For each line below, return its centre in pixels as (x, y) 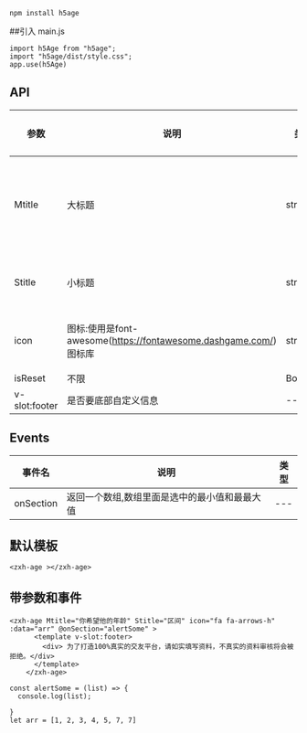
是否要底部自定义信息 (113, 400)
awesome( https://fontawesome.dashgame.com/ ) (172, 340)
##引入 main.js (37, 31)
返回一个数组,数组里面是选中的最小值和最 (155, 496)
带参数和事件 (46, 597)
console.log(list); (55, 696)
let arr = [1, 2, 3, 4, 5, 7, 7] (73, 721)
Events (30, 438)
